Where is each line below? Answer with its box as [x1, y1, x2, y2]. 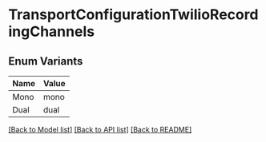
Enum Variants [8, 54, 83, 68]
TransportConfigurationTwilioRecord [8, 6, 259, 24]
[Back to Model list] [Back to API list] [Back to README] [8, 125, 192, 134]
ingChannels [8, 22, 95, 41]
